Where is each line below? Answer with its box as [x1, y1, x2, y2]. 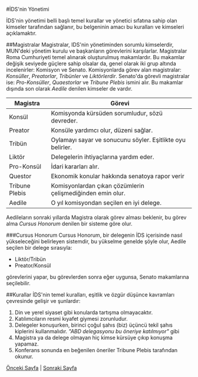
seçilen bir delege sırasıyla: [6, 244, 72, 251]
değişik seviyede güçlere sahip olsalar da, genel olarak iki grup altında [6, 60, 177, 67]
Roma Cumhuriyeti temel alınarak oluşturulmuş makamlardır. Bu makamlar [6, 54, 185, 60]
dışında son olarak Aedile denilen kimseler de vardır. [6, 85, 133, 92]
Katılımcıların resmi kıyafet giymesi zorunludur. [14, 315, 128, 322]
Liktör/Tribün [14, 256, 46, 263]
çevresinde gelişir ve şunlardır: [6, 298, 81, 304]
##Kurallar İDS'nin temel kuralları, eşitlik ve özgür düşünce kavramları [6, 291, 175, 298]
